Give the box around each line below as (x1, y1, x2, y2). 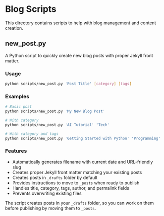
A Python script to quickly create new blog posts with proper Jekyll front (5, 52, 154, 58)
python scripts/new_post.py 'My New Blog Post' (5, 109, 106, 114)
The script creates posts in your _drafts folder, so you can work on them (5, 200, 154, 206)
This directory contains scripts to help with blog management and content (5, 20, 156, 26)
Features (5, 147, 27, 154)
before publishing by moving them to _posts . (5, 205, 96, 211)
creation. (5, 25, 23, 31)
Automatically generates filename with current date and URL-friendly (12, 159, 153, 165)
